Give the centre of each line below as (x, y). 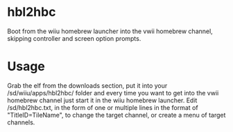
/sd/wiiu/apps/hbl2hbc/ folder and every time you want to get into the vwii (113, 93)
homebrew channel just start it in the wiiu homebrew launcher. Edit (102, 100)
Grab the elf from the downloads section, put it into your (87, 85)
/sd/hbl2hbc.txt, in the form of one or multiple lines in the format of (103, 107)
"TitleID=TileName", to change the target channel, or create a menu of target (116, 115)
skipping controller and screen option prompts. (74, 38)
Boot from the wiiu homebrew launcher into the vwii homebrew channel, (110, 31)
